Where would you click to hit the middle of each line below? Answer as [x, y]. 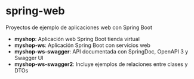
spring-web [35, 11]
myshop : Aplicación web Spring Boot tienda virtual [77, 39]
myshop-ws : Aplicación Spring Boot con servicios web [82, 45]
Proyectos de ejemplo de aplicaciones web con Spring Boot [79, 27]
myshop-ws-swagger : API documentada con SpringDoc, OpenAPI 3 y [101, 51]
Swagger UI [29, 58]
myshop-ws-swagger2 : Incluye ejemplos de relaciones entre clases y [101, 64]
